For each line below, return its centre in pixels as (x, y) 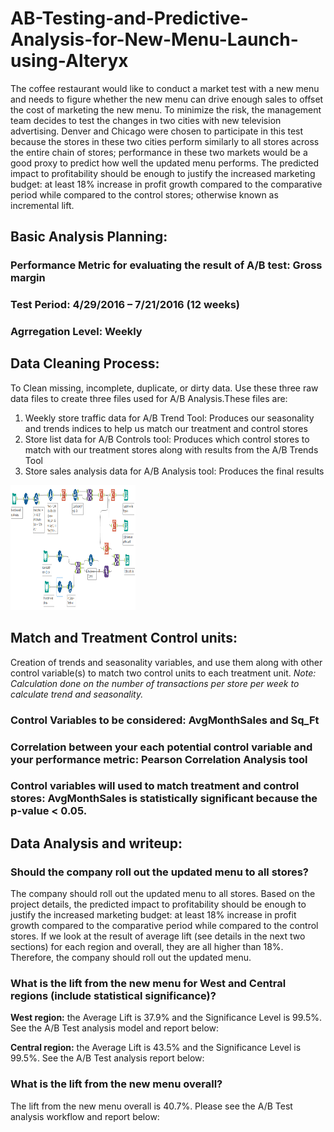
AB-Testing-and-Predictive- (129, 18)
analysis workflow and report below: (85, 1116)
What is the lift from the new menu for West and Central (148, 984)
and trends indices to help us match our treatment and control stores (166, 428)
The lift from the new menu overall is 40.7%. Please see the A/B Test (151, 1106)
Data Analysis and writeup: (96, 843)
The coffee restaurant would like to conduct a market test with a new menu (165, 88)
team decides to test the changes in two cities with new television (146, 120)
